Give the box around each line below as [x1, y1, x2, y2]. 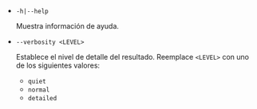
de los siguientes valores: [15, 60, 101, 70]
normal [27, 86, 50, 94]
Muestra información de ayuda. [15, 21, 120, 30]
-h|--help [15, 7, 49, 15]
